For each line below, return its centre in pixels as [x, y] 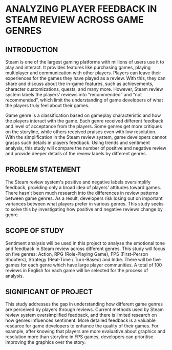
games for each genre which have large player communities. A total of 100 [84, 265]
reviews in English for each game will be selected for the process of [77, 270]
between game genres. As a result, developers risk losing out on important [84, 198]
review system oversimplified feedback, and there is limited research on [81, 315]
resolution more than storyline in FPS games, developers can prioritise [79, 337]
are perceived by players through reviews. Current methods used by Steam [84, 310]
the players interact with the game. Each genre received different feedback [84, 121]
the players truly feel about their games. [47, 105]
